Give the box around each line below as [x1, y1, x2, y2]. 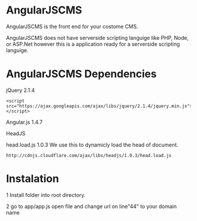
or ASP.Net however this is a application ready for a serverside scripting [6, 40, 180, 47]
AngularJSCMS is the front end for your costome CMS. [6, 23, 139, 30]
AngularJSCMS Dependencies [6, 67, 157, 81]
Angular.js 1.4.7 [6, 118, 43, 125]
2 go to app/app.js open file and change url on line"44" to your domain [6, 203, 177, 210]
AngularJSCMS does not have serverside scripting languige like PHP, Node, [6, 34, 189, 41]
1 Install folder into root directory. [6, 191, 86, 198]
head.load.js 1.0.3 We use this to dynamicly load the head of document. [6, 141, 179, 148]
